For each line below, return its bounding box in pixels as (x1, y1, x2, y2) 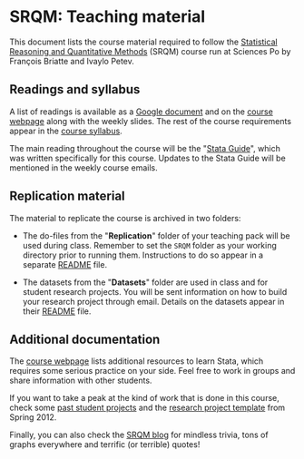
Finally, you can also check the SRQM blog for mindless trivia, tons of (9, 429, 270, 441)
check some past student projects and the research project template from (9, 402, 286, 414)
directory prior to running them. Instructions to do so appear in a (22, 249, 264, 260)
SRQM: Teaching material (9, 6, 206, 27)
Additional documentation (9, 331, 161, 347)
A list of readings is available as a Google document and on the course (9, 106, 274, 117)
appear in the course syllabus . (9, 125, 123, 136)
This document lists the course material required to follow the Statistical (9, 36, 279, 47)
